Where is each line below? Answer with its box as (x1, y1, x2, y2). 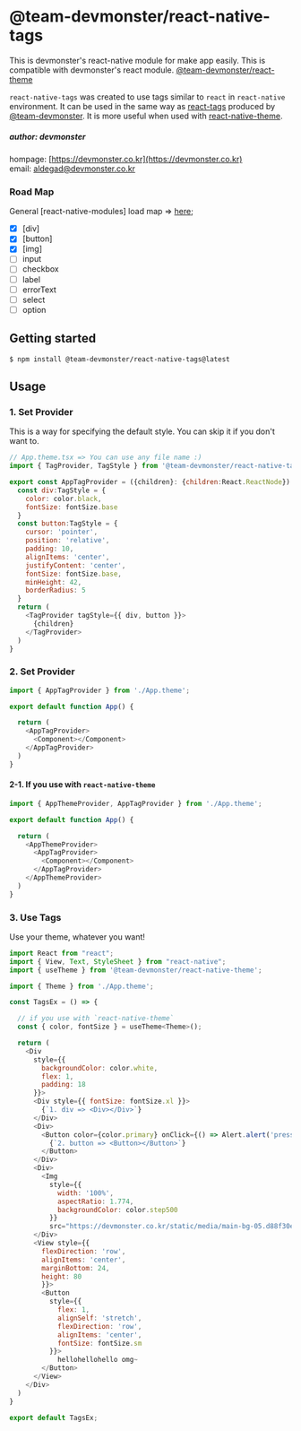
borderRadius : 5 (25, 585, 87, 595)
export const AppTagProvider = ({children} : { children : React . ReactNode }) (9, 478, 291, 487)
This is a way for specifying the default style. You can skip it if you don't (9, 426, 276, 437)
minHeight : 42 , (25, 577, 82, 586)
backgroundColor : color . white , (41, 1063, 159, 1072)
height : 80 (41, 1271, 82, 1281)
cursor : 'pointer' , (25, 527, 99, 537)
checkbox (21, 264, 60, 274)
